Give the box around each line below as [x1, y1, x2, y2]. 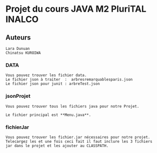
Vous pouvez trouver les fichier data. [5, 73, 87, 78]
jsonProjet [5, 93, 31, 100]
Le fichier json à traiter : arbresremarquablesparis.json [5, 77, 133, 82]
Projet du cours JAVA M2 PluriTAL [5, 3, 146, 15]
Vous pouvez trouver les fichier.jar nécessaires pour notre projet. [5, 134, 151, 140]
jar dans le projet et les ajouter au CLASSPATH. [5, 143, 109, 148]
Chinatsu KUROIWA [5, 50, 41, 55]
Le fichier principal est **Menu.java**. [5, 112, 91, 117]
